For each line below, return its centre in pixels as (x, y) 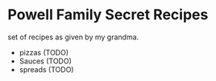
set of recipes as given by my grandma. (73, 37)
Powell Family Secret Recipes (108, 15)
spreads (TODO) (46, 69)
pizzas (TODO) (44, 52)
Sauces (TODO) (45, 61)
